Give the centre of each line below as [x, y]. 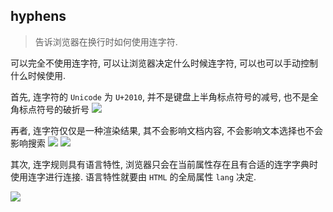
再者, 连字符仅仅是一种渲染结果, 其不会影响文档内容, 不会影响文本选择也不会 [166, 130]
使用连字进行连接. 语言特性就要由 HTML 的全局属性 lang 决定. [133, 176]
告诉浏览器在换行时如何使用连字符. [106, 41]
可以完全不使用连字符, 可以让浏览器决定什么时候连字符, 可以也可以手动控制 [164, 63]
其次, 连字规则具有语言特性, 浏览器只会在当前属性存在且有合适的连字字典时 [164, 164]
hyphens [38, 16]
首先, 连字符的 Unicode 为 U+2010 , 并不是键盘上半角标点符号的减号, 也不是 [160, 96]
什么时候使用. [38, 75]
